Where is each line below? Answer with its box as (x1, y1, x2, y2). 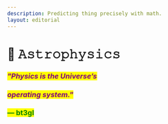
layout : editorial (7, 17, 60, 23)
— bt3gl (7, 108, 35, 118)
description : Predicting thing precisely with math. (7, 10, 162, 17)
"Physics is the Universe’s (7, 71, 97, 81)
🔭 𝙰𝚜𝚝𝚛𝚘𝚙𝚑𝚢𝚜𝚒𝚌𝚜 (7, 46, 121, 62)
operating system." (7, 90, 74, 99)
